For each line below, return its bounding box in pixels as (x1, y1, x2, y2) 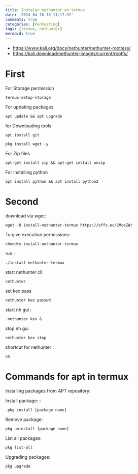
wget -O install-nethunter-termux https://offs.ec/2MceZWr (5, 222, 133, 228)
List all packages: (5, 435, 42, 441)
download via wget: (5, 212, 47, 219)
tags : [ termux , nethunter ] (5, 26, 62, 32)
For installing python (5, 169, 48, 175)
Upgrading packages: (5, 454, 51, 460)
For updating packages (5, 104, 54, 110)
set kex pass (5, 288, 32, 294)
